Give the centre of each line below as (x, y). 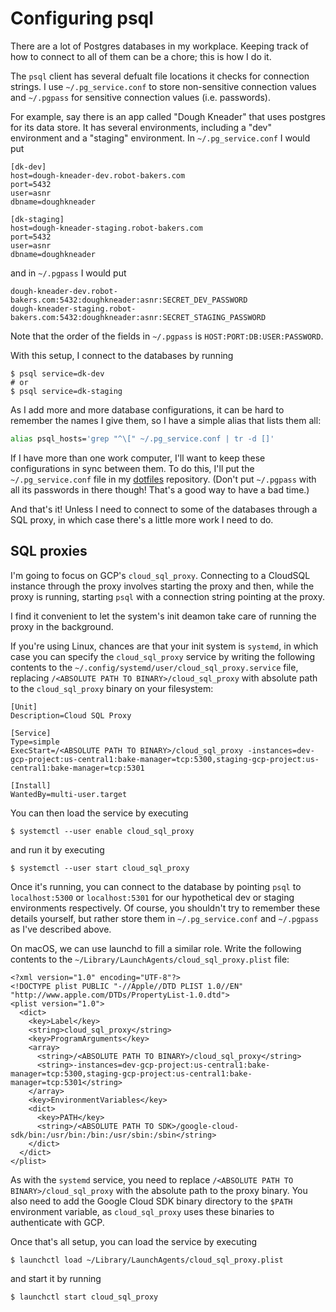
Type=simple (35, 742)
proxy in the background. (62, 626)
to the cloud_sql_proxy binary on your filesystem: (112, 688)
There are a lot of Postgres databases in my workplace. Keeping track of (159, 46)
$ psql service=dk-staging (66, 391)
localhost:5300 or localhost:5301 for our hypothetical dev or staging (152, 897)
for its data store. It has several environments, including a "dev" (141, 127)
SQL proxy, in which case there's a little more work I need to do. (142, 519)
